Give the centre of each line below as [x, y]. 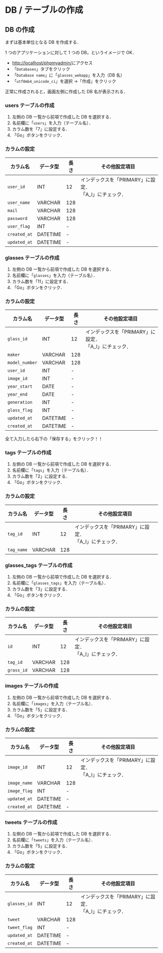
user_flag [19, 226]
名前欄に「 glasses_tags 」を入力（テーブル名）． [60, 583]
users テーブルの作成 [30, 105]
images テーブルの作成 [32, 686]
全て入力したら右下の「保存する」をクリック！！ [54, 439]
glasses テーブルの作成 [32, 258]
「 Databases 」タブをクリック [41, 69]
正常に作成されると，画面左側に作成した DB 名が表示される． [66, 91]
